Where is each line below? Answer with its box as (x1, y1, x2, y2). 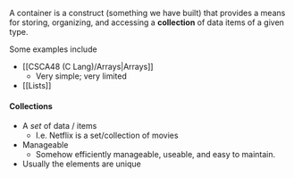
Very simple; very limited (35, 71, 127, 81)
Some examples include (9, 44, 97, 55)
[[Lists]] (21, 81, 52, 90)
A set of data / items (21, 121, 97, 131)
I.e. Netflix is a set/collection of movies (35, 130, 179, 141)
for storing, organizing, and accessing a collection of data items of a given (9, 17, 284, 28)
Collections (9, 100, 54, 111)
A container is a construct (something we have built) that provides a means (9, 8, 286, 18)
